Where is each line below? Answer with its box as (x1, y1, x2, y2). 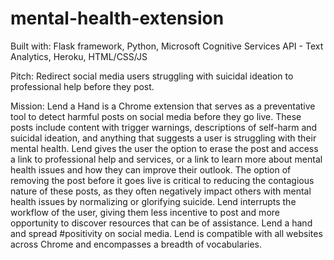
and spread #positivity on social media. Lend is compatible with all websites (10, 227, 323, 239)
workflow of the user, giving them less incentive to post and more (10, 206, 280, 218)
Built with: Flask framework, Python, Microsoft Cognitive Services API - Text (10, 40, 324, 52)
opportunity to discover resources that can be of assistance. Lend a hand (10, 217, 313, 229)
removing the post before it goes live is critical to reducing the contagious (10, 174, 315, 186)
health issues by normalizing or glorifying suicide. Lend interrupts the (10, 195, 297, 207)
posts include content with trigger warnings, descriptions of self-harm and (10, 121, 318, 133)
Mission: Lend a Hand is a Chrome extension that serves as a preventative (10, 100, 316, 112)
